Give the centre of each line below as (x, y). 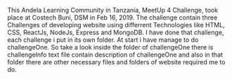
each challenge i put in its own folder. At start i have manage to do (103, 40)
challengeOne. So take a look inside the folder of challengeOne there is (110, 47)
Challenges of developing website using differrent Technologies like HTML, (116, 25)
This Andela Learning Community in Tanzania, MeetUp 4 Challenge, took (113, 10)
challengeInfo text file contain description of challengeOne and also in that (115, 55)
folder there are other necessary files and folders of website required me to (116, 62)
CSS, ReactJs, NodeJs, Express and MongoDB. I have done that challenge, (116, 32)
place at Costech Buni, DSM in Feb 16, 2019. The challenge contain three (112, 17)
